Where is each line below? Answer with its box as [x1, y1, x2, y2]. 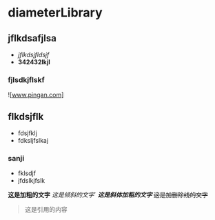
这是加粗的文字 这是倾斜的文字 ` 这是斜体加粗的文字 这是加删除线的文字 [8, 191, 209, 199]
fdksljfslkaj [17, 137, 49, 145]
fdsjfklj [17, 129, 37, 137]
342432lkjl [17, 58, 50, 66]
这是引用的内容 [24, 206, 68, 214]
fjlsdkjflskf [8, 74, 45, 84]
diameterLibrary [8, 5, 103, 21]
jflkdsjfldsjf [17, 50, 50, 59]
